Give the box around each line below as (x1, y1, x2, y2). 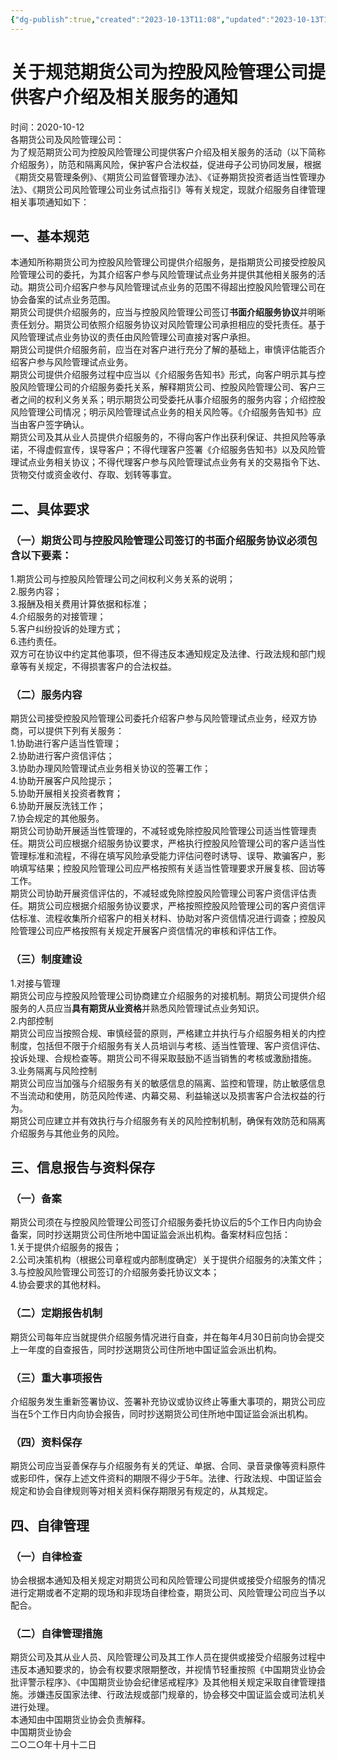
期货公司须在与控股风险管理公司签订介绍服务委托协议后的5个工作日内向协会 (10, 1216, 323, 1228)
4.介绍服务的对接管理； (10, 611, 107, 623)
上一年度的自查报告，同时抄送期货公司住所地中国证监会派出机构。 (10, 1343, 282, 1355)
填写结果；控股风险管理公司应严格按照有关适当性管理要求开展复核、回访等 (18, 862, 326, 875)
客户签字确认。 (27, 419, 90, 431)
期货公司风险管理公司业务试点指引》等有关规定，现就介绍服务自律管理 (36, 183, 326, 195)
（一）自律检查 (10, 1549, 83, 1563)
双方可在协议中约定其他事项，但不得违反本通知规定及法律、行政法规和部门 (10, 648, 317, 660)
